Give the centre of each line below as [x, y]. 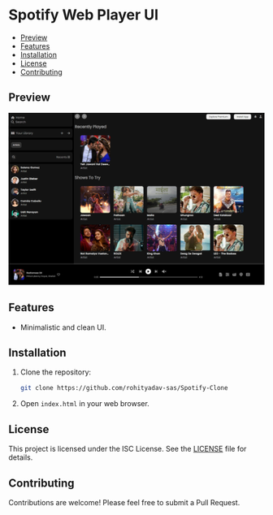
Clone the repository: [56, 372]
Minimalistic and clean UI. [63, 327]
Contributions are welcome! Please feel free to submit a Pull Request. [124, 502]
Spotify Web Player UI [84, 15]
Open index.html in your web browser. [85, 404]
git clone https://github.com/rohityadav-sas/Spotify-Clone [124, 388]
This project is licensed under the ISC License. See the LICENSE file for [128, 449]
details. [21, 457]
